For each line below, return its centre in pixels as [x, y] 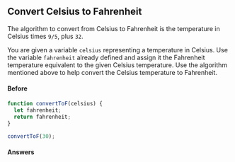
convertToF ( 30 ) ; [31, 136]
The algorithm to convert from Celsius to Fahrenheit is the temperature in [114, 28]
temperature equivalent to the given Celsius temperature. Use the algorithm [117, 65]
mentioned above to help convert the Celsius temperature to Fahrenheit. [113, 72]
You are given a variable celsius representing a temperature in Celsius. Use [118, 50]
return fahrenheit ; [42, 117]
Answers [21, 152]
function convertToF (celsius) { [55, 104]
